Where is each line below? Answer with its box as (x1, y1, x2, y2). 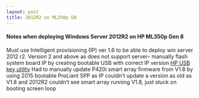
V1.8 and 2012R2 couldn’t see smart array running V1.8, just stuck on (6, 78, 177, 85)
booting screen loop (6, 85, 56, 92)
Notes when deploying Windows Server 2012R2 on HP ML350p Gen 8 (6, 33, 184, 40)
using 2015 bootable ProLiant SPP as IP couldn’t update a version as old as (6, 72, 192, 79)
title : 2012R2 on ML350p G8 (6, 14, 77, 20)
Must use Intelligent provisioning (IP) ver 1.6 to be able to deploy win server (6, 46, 194, 54)
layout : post (6, 8, 39, 15)
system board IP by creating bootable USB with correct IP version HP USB (6, 59, 191, 66)
